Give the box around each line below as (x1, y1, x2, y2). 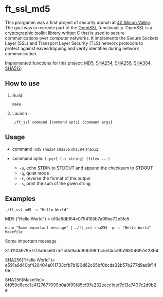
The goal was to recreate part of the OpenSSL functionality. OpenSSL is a (5, 24, 152, 30)
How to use (5, 79, 40, 88)
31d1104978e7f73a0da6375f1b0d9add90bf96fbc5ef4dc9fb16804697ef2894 (5, 248, 159, 254)
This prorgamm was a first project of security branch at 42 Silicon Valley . (5, 20, 151, 25)
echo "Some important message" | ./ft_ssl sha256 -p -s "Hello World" (5, 225, 151, 230)
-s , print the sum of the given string (19, 180, 91, 186)
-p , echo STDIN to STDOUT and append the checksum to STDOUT (19, 165, 153, 171)
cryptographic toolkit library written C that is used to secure (5, 30, 125, 36)
